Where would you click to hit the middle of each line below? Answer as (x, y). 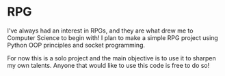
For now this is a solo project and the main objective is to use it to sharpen (112, 58)
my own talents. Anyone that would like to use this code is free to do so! (108, 65)
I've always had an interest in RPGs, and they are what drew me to (100, 31)
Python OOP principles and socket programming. (76, 45)
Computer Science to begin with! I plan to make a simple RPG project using (113, 37)
